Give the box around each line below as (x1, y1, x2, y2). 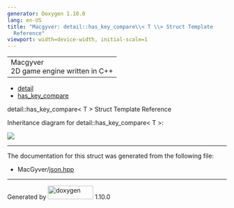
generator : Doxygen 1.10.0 (7, 10, 86, 17)
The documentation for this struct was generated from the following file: (7, 151, 214, 161)
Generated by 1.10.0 (7, 193, 111, 201)
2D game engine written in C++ (10, 66, 114, 76)
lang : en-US (7, 17, 42, 24)
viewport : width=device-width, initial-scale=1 (7, 36, 148, 43)
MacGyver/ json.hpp (17, 165, 75, 174)
